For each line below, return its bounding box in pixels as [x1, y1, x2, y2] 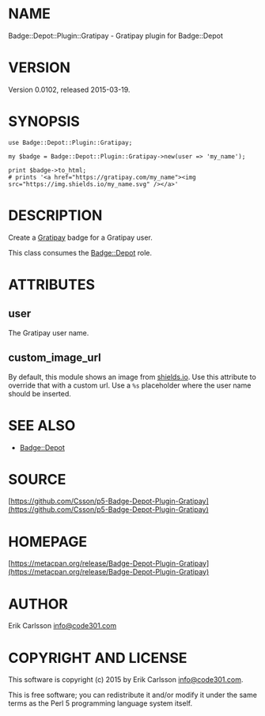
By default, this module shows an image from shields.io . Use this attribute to [8, 372, 257, 381]
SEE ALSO [8, 416, 76, 434]
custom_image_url [8, 351, 101, 365]
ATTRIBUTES [8, 275, 96, 294]
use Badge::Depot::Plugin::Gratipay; [8, 138, 133, 146]
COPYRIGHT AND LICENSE [8, 649, 187, 667]
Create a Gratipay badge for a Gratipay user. [8, 233, 153, 242]
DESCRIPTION [8, 206, 103, 224]
